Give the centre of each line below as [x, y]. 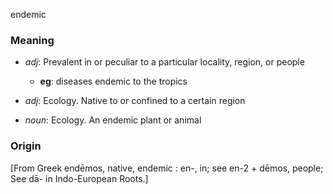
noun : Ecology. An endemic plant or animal [113, 120]
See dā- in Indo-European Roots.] [79, 178]
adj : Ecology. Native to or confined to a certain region [135, 101]
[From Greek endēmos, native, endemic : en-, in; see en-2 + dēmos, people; [167, 168]
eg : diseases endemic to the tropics [113, 81]
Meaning [32, 40]
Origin [26, 146]
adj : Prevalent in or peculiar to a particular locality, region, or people [164, 62]
